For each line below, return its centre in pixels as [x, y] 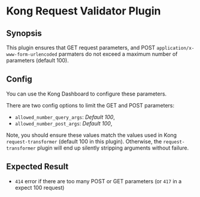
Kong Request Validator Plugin [84, 11]
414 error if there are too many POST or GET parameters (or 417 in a [98, 181]
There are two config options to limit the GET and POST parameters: [90, 105]
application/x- [175, 48]
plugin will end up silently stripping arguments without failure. [113, 148]
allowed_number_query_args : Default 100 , [65, 117]
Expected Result [37, 167]
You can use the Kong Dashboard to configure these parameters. [87, 94]
